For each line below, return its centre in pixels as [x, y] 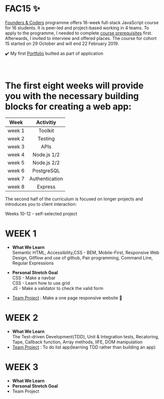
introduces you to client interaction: [41, 204]
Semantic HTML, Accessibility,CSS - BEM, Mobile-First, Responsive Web [86, 253]
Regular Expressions [33, 263]
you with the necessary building [72, 96]
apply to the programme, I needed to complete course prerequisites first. [79, 33]
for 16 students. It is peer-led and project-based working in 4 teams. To [77, 28]
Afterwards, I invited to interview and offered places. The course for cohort [81, 38]
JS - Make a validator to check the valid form [58, 288]
